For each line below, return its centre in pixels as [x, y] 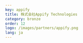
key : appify [17, 10]
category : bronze [23, 19]
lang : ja [14, 33]
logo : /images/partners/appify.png [42, 28]
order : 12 [15, 23]
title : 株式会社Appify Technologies [41, 14]
